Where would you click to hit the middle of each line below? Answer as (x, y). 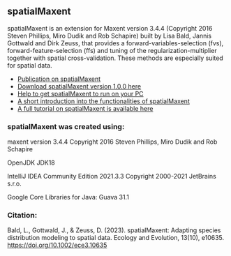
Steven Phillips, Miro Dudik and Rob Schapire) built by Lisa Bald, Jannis (109, 36)
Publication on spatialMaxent (59, 79)
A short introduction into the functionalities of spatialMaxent (103, 101)
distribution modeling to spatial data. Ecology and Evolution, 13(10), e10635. (116, 238)
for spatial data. (30, 65)
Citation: (22, 216)
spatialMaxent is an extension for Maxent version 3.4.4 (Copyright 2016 (110, 28)
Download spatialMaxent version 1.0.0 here (79, 86)
